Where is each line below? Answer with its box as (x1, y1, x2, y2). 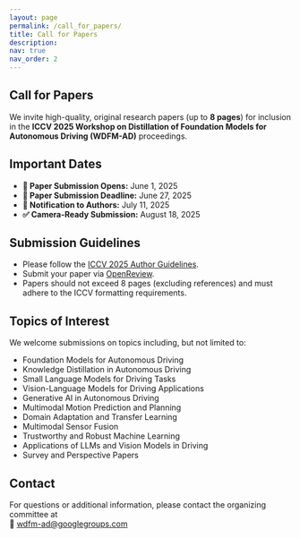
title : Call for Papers (9, 30, 99, 38)
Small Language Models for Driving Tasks (21, 373, 176, 385)
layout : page (9, 13, 58, 22)
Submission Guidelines (9, 235, 141, 251)
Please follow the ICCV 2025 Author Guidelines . (21, 259, 200, 269)
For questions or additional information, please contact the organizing (9, 500, 267, 510)
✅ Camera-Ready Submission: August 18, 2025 (21, 209, 201, 219)
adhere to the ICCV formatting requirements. (21, 287, 187, 298)
